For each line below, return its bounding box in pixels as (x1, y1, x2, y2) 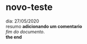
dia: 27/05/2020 (5, 18, 39, 24)
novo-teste (5, 1, 53, 13)
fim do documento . (5, 28, 45, 34)
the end (5, 34, 22, 40)
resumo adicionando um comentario (5, 23, 82, 29)
